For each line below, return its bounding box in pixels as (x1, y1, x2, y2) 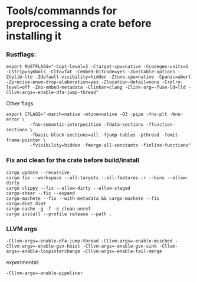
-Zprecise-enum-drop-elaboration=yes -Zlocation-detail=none (6, 79, 160, 85)
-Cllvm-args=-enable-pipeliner (6, 270, 83, 276)
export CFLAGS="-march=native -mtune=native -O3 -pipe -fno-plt (6, 111, 168, 118)
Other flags (6, 100, 34, 107)
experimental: (6, 259, 40, 266)
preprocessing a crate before (6, 17, 152, 30)
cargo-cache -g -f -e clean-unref (6, 206, 91, 212)
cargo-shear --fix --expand (6, 190, 75, 196)
